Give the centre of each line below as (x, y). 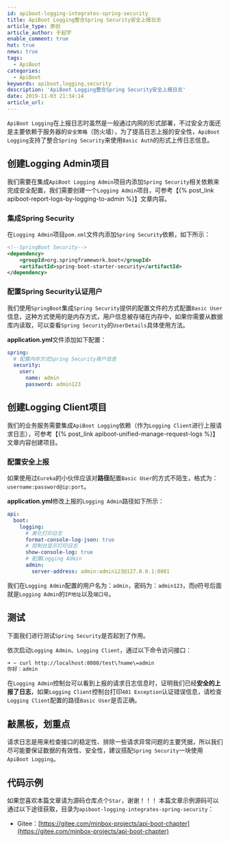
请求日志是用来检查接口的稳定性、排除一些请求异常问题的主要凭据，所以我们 (115, 742)
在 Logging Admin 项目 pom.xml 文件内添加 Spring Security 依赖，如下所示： (109, 234)
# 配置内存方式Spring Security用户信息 (65, 359)
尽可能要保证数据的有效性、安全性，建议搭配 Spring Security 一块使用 (105, 750)
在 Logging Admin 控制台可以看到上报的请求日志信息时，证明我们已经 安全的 (111, 683)
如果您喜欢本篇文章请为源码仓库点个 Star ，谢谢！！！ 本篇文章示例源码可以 (113, 800)
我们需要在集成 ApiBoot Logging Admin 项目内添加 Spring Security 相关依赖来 (113, 182)
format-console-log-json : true (70, 540)
